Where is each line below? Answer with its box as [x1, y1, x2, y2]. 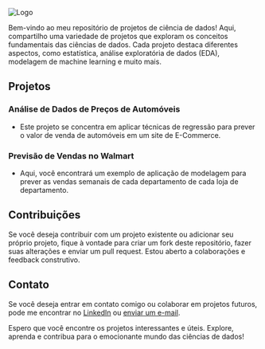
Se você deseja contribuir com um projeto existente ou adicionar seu [8, 229, 234, 239]
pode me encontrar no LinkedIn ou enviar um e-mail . [8, 308, 181, 317]
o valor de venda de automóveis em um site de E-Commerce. [19, 130, 221, 139]
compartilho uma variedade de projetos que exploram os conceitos [8, 32, 228, 41]
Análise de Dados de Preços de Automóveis [8, 104, 181, 115]
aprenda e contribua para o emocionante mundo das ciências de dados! [8, 331, 244, 341]
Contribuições [8, 208, 81, 222]
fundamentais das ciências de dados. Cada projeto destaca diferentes [8, 40, 239, 49]
